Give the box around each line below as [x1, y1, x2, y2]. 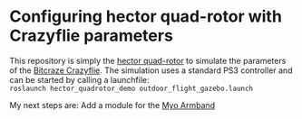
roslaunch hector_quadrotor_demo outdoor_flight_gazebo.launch [9, 84, 254, 93]
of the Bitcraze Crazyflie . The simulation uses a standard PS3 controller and [9, 65, 293, 76]
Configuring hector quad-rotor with [9, 6, 283, 27]
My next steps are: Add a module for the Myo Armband [9, 99, 216, 110]
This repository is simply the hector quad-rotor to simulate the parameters [9, 55, 287, 66]
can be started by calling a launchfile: [9, 74, 150, 85]
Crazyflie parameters [9, 25, 174, 46]
